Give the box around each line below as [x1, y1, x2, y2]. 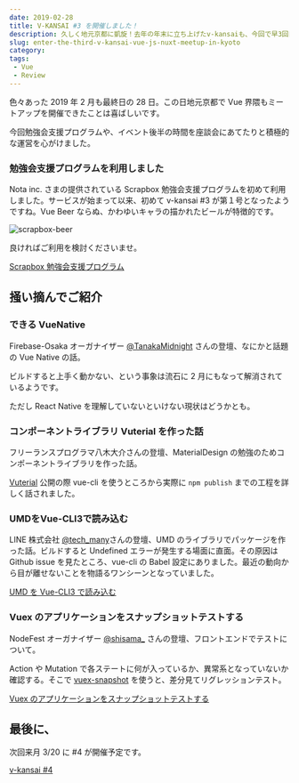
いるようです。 [9, 382, 64, 392]
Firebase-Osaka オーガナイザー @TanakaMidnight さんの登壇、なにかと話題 [9, 340, 289, 351]
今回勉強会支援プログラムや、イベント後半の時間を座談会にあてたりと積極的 [9, 126, 289, 137]
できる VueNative [9, 319, 86, 331]
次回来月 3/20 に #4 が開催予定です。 [9, 747, 147, 757]
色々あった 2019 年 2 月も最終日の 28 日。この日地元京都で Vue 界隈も [9, 96, 269, 107]
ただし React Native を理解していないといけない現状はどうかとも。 [9, 400, 255, 411]
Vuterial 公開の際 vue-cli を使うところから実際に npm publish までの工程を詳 [9, 477, 289, 488]
